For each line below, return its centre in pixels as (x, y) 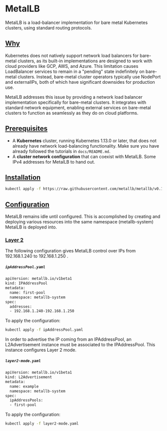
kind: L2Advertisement (29, 377)
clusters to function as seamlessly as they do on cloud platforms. (72, 113)
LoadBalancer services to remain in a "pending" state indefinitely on (75, 71)
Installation (23, 177)
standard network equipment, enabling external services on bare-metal (78, 107)
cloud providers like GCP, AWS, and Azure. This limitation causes (72, 66)
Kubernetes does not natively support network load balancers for (72, 55)
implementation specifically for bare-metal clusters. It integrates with (76, 102)
